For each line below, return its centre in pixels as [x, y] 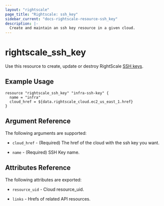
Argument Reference [38, 121]
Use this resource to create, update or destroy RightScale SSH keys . [74, 66]
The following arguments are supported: [46, 133]
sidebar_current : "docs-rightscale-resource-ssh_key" [62, 19]
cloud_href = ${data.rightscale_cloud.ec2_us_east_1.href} [71, 102]
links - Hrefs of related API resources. [51, 199]
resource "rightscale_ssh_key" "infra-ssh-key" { [57, 93]
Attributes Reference [38, 168]
